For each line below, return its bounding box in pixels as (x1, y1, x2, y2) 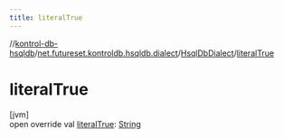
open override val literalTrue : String (9, 118, 142, 129)
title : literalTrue (9, 13, 83, 23)
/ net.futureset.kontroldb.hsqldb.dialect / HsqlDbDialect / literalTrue (34, 47, 274, 59)
